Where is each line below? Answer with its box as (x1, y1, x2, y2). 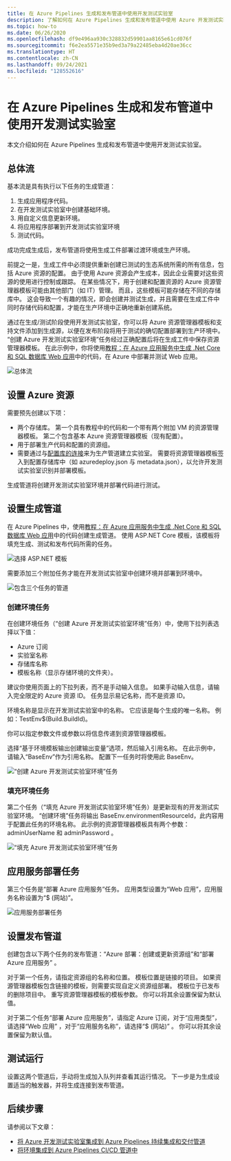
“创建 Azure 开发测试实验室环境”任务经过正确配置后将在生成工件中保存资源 (7, 335, 220, 344)
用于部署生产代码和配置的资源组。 (16, 441, 114, 449)
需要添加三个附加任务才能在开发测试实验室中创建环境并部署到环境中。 (7, 569, 206, 577)
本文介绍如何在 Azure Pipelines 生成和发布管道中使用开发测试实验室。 (7, 140, 206, 149)
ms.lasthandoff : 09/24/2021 (7, 61, 88, 68)
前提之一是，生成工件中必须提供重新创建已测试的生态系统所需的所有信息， (7, 261, 218, 269)
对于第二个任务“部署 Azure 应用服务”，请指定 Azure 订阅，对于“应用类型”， (7, 1014, 221, 1022)
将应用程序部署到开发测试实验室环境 (16, 223, 120, 231)
